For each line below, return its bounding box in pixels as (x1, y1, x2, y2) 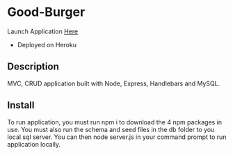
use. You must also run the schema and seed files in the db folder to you (7, 125, 215, 133)
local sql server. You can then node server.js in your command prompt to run (7, 133, 227, 141)
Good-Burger (7, 4, 86, 20)
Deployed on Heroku (17, 40, 77, 49)
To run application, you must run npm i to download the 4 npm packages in (7, 117, 223, 126)
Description (7, 60, 59, 73)
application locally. (7, 140, 61, 148)
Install (7, 99, 35, 111)
